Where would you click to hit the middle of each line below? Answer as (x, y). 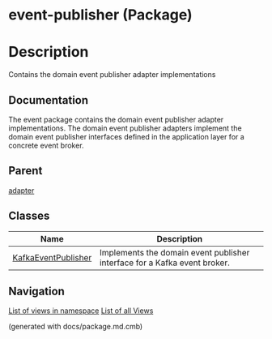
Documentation (49, 100)
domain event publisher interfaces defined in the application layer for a (126, 136)
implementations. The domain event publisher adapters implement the (125, 128)
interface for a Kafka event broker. (165, 263)
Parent (25, 171)
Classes (29, 216)
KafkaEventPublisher (52, 257)
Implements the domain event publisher (175, 252)
